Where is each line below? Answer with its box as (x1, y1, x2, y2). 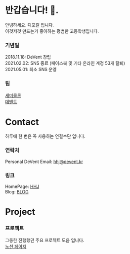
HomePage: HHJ (5, 183, 40, 189)
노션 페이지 (5, 243, 27, 249)
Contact (5, 116, 39, 127)
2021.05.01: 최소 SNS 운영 (5, 67, 57, 73)
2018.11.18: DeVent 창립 (5, 54, 51, 60)
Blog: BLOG (5, 189, 29, 195)
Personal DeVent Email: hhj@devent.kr (5, 159, 83, 165)
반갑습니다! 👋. (5, 4, 59, 16)
